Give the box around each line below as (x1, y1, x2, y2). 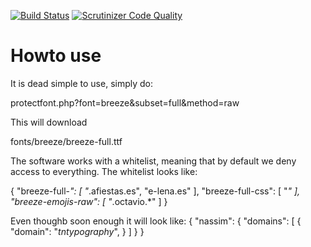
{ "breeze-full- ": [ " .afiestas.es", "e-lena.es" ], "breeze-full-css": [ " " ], (10, 185, 301, 197)
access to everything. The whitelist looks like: (10, 165, 198, 177)
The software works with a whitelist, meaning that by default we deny (10, 155, 297, 167)
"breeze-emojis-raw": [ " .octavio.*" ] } (10, 195, 168, 207)
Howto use (10, 45, 102, 67)
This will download (10, 116, 88, 128)
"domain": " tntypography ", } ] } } (10, 225, 145, 237)
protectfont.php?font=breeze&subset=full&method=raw (10, 96, 240, 109)
